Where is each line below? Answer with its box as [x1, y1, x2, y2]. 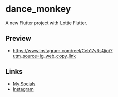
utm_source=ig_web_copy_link [12, 53, 76, 59]
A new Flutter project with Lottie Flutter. [5, 20, 87, 26]
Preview [5, 34, 32, 43]
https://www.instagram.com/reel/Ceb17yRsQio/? [12, 47, 113, 53]
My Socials [12, 81, 36, 87]
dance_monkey [5, 3, 71, 15]
